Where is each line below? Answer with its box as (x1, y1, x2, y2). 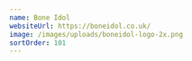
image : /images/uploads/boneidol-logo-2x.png (9, 30, 183, 39)
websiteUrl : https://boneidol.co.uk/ (9, 22, 151, 30)
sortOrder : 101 (9, 38, 67, 48)
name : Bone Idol (9, 13, 70, 22)
